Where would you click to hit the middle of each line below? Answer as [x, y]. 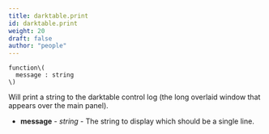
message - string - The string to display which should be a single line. [137, 121]
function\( [27, 68]
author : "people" [38, 46]
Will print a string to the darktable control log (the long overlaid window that [134, 97]
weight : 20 [27, 31]
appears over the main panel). [59, 106]
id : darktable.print [43, 23]
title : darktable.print [49, 16]
